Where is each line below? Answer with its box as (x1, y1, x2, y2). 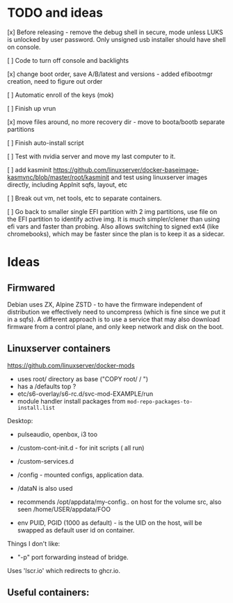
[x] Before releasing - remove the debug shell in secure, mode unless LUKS (7, 28, 224, 36)
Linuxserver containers (7, 343, 111, 355)
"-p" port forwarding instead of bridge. (17, 553, 129, 561)
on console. (7, 43, 41, 51)
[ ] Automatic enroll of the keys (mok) (7, 91, 114, 99)
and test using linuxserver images (111, 173, 207, 181)
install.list (17, 404, 56, 411)
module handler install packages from (17, 397, 126, 405)
